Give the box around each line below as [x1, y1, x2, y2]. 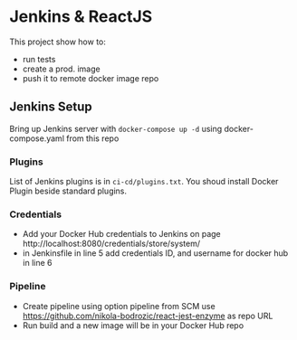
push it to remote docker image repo [22, 72, 159, 83]
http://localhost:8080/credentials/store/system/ [22, 238, 201, 250]
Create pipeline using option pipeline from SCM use [22, 300, 216, 311]
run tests [22, 53, 56, 64]
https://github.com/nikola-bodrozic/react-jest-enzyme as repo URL [22, 310, 273, 321]
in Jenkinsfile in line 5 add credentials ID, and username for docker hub [22, 248, 289, 259]
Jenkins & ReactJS [9, 6, 153, 27]
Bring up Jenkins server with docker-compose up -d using [9, 123, 223, 134]
